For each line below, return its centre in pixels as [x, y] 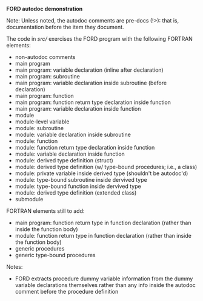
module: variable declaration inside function [70, 154]
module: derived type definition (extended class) [76, 193]
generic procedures [40, 248]
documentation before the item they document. [65, 27]
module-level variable [42, 122]
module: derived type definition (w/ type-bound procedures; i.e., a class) [106, 167]
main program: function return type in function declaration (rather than [103, 223]
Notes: [15, 267]
